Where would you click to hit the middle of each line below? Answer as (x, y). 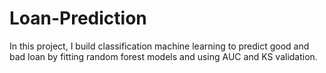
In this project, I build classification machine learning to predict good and (159, 46)
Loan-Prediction (78, 18)
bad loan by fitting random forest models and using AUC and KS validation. (163, 56)
